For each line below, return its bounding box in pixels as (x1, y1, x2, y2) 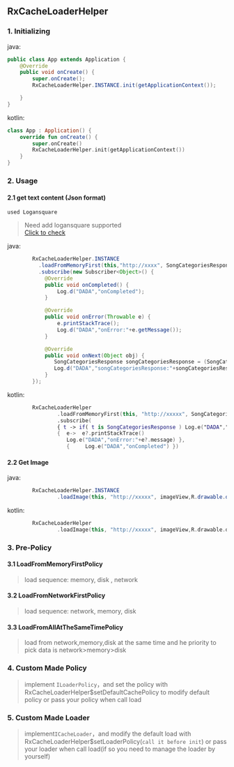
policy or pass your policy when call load (24, 695, 141, 703)
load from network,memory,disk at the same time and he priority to (24, 639, 217, 647)
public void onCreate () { (19, 69, 95, 76)
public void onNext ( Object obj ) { (44, 352, 145, 359)
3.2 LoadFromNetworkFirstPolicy (7, 591, 106, 600)
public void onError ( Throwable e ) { (44, 313, 151, 320)
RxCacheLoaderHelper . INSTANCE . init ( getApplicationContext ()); (32, 82, 217, 89)
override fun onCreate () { (19, 133, 98, 140)
